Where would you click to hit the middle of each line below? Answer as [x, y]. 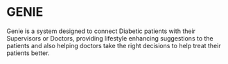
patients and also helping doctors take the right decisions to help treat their [114, 45]
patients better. [28, 53]
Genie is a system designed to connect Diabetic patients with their [101, 31]
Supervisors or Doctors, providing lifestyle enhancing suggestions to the [110, 38]
